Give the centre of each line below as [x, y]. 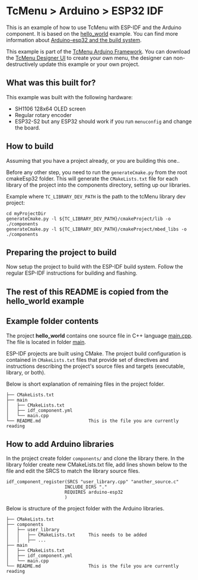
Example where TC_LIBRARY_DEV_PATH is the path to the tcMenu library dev [96, 196]
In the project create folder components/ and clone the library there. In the [95, 458]
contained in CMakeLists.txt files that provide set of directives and [87, 360]
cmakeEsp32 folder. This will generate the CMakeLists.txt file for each [92, 178]
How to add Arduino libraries [60, 444]
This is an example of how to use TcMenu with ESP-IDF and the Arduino [94, 27]
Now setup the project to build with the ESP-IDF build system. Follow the [95, 267]
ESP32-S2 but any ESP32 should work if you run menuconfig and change [103, 121]
